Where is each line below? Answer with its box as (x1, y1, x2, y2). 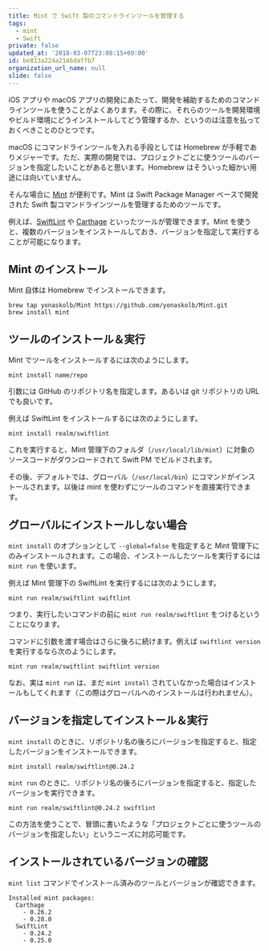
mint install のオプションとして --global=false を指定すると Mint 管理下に (8, 541, 260, 551)
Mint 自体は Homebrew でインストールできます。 (8, 285, 170, 295)
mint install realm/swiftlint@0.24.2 (8, 763, 135, 771)
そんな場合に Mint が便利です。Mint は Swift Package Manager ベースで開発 (8, 189, 259, 199)
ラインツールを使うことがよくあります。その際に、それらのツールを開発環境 (8, 105, 261, 114)
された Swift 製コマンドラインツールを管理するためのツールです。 (8, 199, 226, 209)
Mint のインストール (8, 263, 108, 276)
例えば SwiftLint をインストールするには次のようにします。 (8, 414, 202, 424)
